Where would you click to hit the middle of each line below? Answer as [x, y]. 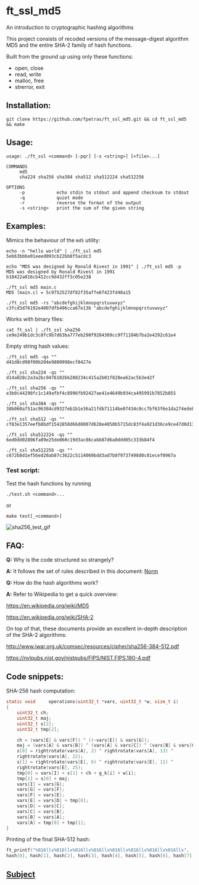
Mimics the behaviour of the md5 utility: [53, 241]
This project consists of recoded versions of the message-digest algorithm [97, 39]
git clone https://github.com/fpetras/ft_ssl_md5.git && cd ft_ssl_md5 [96, 119]
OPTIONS [16, 187]
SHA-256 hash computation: [41, 691]
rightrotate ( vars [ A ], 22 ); [50, 756]
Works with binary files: [35, 319]
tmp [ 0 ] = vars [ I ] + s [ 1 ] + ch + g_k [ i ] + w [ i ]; [77, 773]
